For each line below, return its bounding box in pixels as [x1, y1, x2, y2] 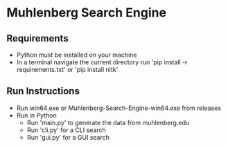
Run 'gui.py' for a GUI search [26, 133, 110, 141]
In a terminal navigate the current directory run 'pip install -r [16, 58, 188, 66]
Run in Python [16, 111, 57, 119]
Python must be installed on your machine [16, 50, 137, 59]
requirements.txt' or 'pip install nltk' [16, 66, 119, 73]
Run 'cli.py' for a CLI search [26, 126, 107, 134]
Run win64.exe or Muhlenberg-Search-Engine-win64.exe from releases [16, 104, 222, 112]
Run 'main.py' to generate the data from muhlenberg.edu [26, 118, 190, 127]
